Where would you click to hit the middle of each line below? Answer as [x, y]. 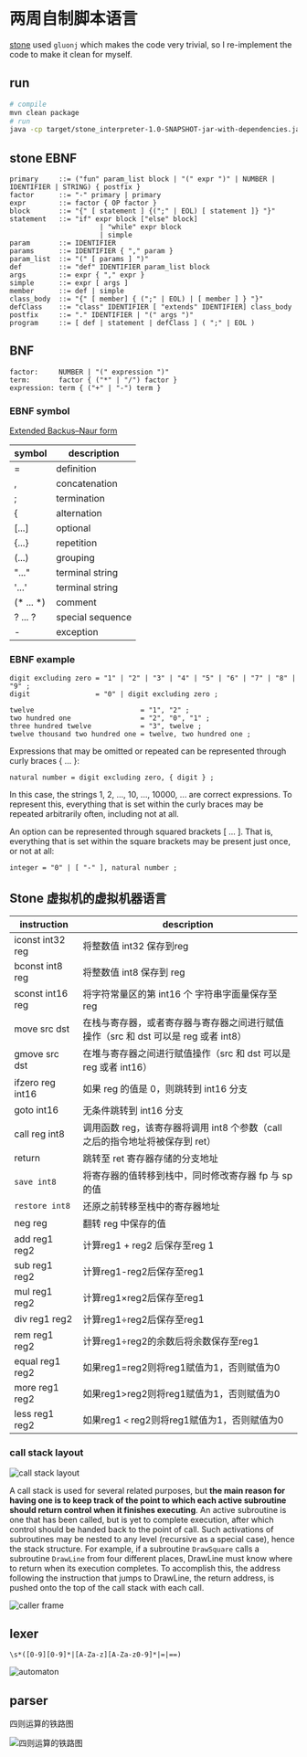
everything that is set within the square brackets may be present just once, [150, 841]
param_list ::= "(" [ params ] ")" [79, 259]
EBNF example [42, 660]
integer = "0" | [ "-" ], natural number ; [94, 868]
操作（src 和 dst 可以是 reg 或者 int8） [164, 1036]
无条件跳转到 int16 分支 [133, 1111]
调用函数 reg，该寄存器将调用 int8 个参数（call [183, 1127]
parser [29, 1700]
